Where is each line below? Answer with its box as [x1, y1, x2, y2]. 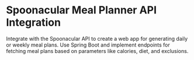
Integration [6, 16, 61, 29]
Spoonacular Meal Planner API [6, 3, 157, 17]
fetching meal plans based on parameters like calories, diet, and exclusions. [6, 47, 189, 54]
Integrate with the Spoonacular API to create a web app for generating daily [6, 35, 188, 42]
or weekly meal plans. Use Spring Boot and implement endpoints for [6, 41, 171, 48]
